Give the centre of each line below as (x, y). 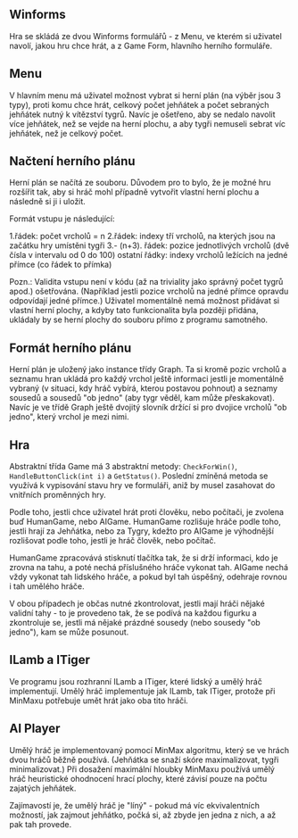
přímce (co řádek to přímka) (61, 265)
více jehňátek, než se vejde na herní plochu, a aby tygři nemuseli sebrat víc (148, 123)
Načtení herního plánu (72, 161)
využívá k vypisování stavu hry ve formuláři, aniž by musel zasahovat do (142, 485)
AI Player (35, 729)
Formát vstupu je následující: (62, 219)
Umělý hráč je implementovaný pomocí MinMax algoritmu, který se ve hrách (149, 750)
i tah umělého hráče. (47, 586)
